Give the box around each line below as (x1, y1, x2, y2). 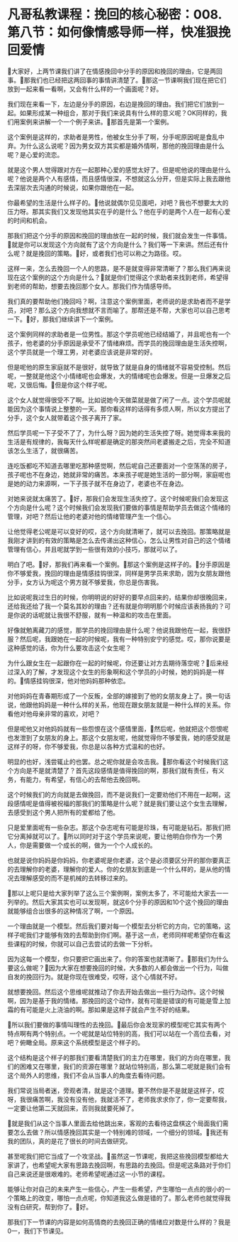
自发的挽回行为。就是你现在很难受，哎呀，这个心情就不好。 (7, 972, 181, 981)
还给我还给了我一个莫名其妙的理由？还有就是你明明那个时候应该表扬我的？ (7, 601, 225, 610)
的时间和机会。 (7, 216, 51, 225)
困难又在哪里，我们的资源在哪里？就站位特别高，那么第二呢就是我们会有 (19, 1062, 231, 1071)
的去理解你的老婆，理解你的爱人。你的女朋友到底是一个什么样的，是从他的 (7, 864, 225, 873)
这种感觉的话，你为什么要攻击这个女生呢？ (7, 643, 132, 652)
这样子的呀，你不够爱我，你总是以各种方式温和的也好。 (7, 742, 169, 751)
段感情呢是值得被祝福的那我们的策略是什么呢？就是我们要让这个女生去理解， (7, 799, 231, 808)
